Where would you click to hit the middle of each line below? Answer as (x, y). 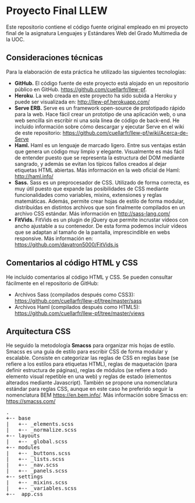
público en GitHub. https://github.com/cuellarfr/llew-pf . (81, 89)
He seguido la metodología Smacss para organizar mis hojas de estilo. (91, 345)
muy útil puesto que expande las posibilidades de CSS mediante (91, 189)
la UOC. (15, 39)
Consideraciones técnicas (55, 58)
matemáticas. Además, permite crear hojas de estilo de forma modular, (100, 201)
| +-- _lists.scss (36, 459)
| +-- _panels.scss (37, 471)
